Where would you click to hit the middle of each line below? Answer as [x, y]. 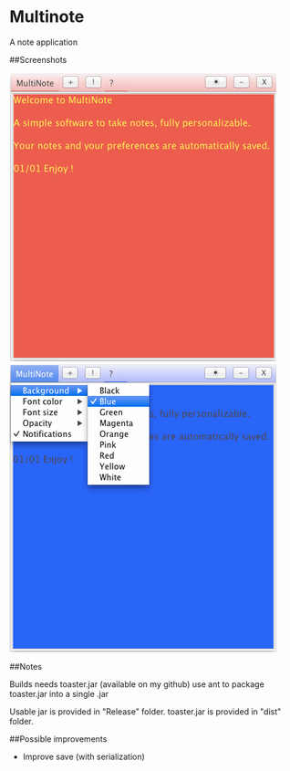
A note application [44, 42]
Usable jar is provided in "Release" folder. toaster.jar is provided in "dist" [145, 711]
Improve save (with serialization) [84, 756]
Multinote [47, 17]
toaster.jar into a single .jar [59, 693]
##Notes [26, 666]
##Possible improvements [58, 739]
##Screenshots [38, 59]
